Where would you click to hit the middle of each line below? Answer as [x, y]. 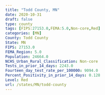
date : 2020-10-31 [23, 15]
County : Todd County [27, 38]
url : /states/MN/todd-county [36, 84]
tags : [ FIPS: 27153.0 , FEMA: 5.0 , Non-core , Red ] [53, 29]
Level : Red [17, 80]
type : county [19, 24]
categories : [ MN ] [23, 33]
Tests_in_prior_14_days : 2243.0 [39, 66]
